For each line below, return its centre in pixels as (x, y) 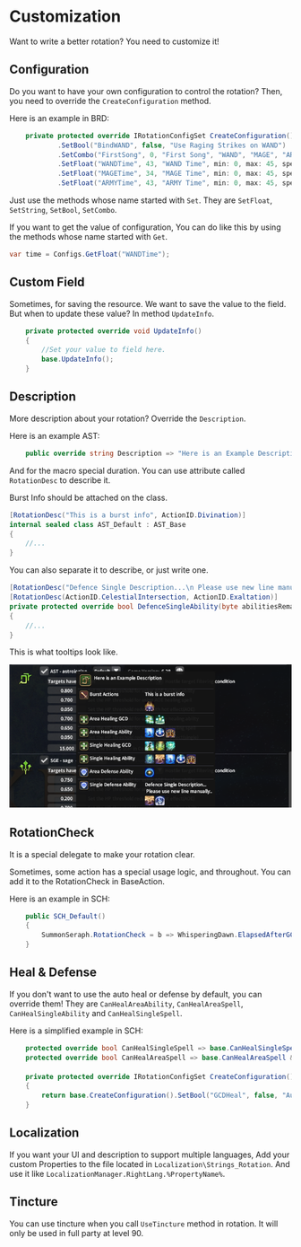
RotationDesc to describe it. (60, 480)
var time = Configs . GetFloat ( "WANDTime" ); (90, 254)
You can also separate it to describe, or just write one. (109, 570)
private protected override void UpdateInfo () (114, 331)
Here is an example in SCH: (60, 899)
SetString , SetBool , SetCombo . (63, 210)
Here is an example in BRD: (60, 118)
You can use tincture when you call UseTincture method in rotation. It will (144, 1224)
